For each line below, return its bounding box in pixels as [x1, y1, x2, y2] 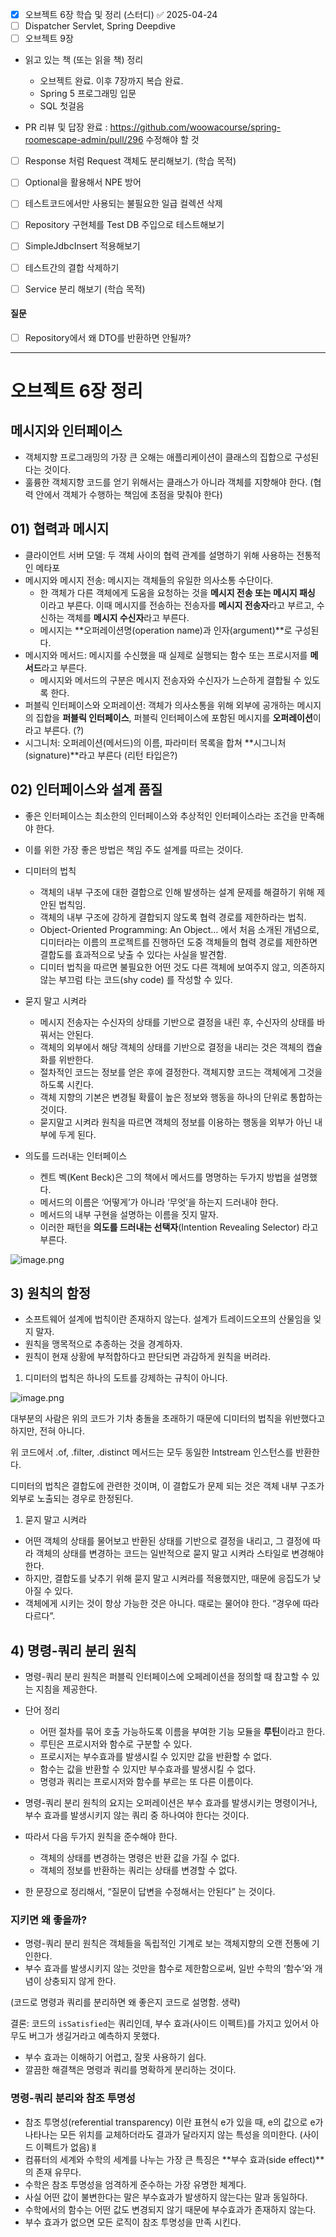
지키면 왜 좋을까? [10, 1913, 88, 1927]
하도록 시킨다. [39, 1078, 94, 1090]
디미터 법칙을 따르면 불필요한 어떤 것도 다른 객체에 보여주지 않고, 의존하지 [39, 961, 326, 973]
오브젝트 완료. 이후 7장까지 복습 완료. [39, 75, 184, 87]
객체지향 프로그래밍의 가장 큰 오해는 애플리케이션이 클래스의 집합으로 [24, 451, 293, 463]
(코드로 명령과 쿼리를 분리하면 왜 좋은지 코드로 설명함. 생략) [10, 1996, 241, 2008]
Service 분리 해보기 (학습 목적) [24, 283, 146, 295]
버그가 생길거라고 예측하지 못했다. [28, 2030, 160, 2042]
